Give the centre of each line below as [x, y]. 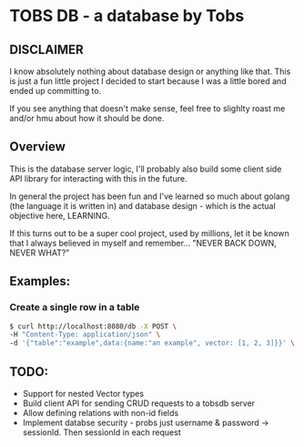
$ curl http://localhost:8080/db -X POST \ [93, 326]
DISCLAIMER [46, 50]
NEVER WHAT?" [40, 253]
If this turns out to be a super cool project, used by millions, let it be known [149, 233]
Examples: [40, 281]
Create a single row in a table [75, 307]
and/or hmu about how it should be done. [87, 118]
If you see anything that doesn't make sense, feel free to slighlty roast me [147, 109]
